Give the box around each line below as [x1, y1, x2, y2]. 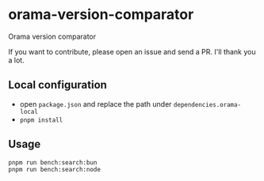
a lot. [8, 55, 25, 65]
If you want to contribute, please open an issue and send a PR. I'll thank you [8, 47, 256, 56]
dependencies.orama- [173, 100, 242, 108]
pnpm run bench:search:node [8, 166, 101, 174]
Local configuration [8, 78, 107, 92]
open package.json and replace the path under [19, 99, 172, 108]
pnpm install [19, 116, 63, 124]
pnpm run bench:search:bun [8, 158, 98, 167]
